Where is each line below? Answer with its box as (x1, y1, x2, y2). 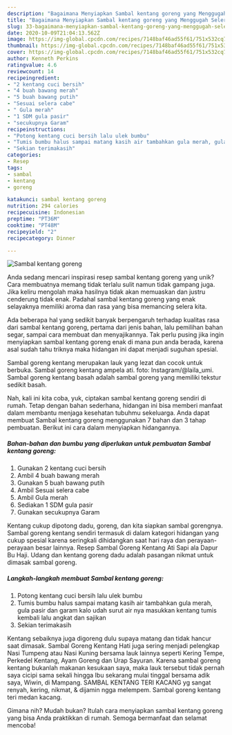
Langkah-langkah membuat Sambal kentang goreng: (7, 574, 164, 582)
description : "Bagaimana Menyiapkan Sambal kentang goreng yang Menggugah (7, 10, 227, 17)
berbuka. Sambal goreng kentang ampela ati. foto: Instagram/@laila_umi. (7, 366, 214, 374)
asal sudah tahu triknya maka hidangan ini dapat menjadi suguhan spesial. (7, 345, 219, 353)
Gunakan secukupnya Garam (17, 508, 100, 517)
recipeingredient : (7, 74, 60, 82)
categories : (7, 151, 41, 159)
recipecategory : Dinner (7, 234, 76, 242)
